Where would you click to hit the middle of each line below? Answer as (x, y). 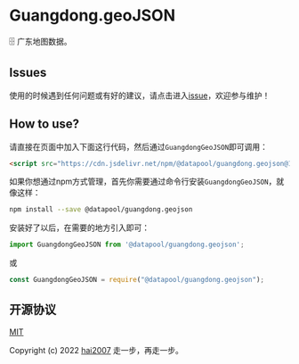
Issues (28, 73)
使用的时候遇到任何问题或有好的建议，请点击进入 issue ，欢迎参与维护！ (140, 95)
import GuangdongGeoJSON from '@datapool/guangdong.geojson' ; (127, 245)
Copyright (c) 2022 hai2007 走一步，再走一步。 (97, 350)
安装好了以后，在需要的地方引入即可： (79, 227)
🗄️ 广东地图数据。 (40, 41)
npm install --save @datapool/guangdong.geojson (101, 210)
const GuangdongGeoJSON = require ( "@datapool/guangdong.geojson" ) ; (137, 280)
